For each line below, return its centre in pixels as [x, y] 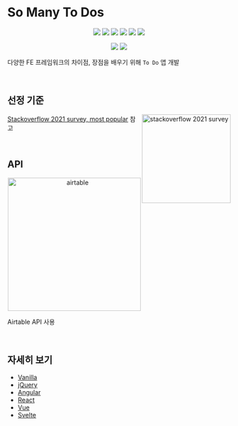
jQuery [27, 385]
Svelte [27, 415]
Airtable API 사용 [31, 322]
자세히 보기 [30, 360]
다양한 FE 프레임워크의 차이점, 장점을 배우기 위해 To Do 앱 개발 [93, 62]
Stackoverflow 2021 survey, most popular [68, 119]
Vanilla [27, 378]
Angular [29, 393]
